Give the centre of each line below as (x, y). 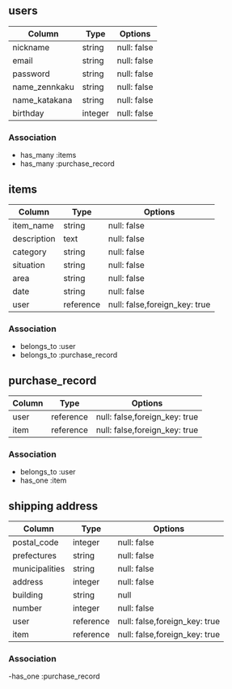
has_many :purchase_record (67, 164)
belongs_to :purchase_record (69, 355)
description (34, 238)
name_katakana (42, 100)
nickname (31, 47)
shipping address (53, 506)
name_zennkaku (43, 87)
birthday (28, 113)
